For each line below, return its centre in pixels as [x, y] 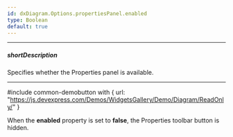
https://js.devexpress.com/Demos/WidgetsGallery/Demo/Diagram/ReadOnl [117, 100]
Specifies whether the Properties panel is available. [80, 73]
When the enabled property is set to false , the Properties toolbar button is [113, 120]
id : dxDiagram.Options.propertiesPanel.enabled [77, 13]
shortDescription [32, 55]
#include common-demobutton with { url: [66, 92]
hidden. [18, 128]
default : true [28, 26]
